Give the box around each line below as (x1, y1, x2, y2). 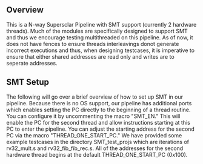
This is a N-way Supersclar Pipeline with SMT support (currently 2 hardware (6, 21, 197, 28)
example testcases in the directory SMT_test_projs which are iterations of (6, 138, 190, 145)
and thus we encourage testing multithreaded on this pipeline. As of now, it (6, 33, 193, 41)
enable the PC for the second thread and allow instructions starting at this (6, 119, 191, 126)
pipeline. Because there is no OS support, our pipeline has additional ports (6, 99, 192, 107)
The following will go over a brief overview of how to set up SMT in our (6, 93, 184, 100)
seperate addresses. (6, 59, 58, 67)
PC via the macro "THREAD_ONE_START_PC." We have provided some (6, 131, 182, 139)
